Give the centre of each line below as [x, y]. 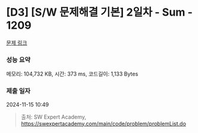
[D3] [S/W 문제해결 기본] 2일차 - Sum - [100, 12]
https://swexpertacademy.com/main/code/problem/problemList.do [103, 123]
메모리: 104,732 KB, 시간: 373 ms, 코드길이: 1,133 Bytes [72, 74]
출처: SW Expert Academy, [53, 117]
